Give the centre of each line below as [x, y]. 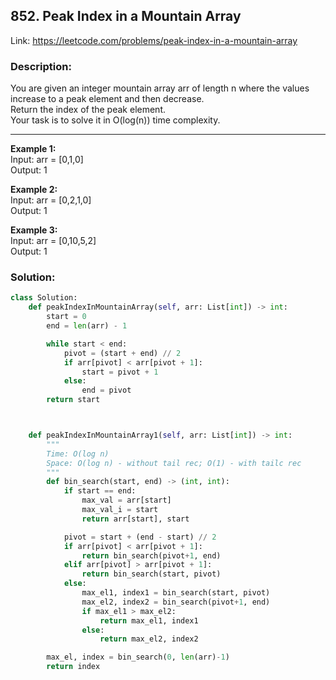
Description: [41, 66]
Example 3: [34, 230]
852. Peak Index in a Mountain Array [126, 16]
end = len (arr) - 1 [87, 326]
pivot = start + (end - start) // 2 [140, 537]
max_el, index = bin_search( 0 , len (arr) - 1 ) [138, 657]
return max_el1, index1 [149, 620]
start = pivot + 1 [120, 372]
